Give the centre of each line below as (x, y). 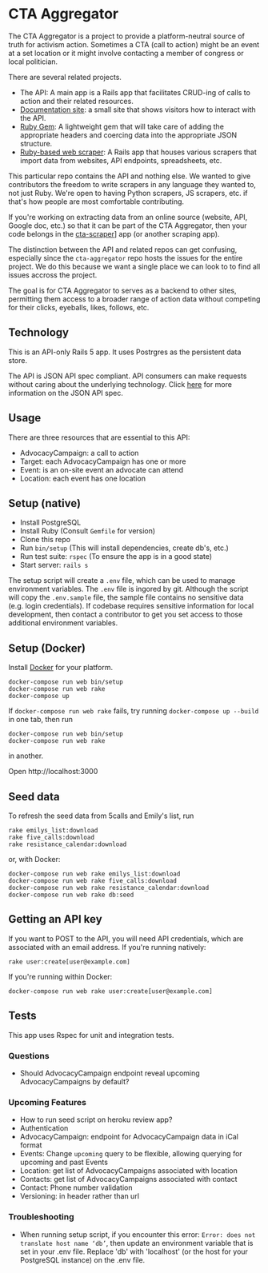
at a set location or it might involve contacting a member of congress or (126, 53)
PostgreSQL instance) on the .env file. (82, 1259)
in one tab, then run (41, 720)
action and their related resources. (76, 101)
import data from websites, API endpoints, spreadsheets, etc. (121, 160)
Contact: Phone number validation (76, 1187)
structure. (36, 143)
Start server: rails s (54, 565)
